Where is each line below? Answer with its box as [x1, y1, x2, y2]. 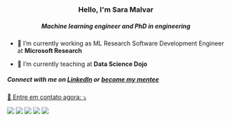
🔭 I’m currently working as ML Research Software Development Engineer [17, 39, 224, 47]
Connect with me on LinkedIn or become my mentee [7, 76, 159, 84]
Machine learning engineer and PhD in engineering [41, 22, 191, 30]
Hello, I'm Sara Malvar [78, 5, 154, 14]
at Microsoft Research [17, 46, 83, 54]
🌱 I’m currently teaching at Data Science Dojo [17, 60, 148, 68]
